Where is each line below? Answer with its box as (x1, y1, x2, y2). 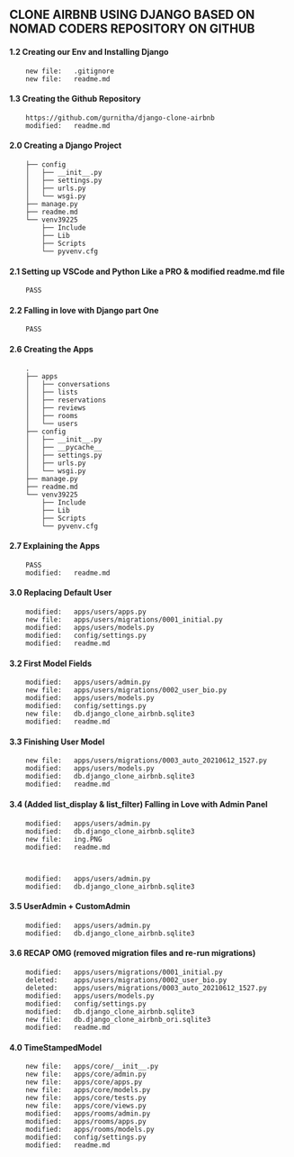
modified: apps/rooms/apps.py (25, 1117, 147, 1126)
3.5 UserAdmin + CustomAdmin (9, 901, 130, 912)
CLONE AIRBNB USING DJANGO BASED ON (9, 7, 255, 23)
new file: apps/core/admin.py (25, 1070, 147, 1080)
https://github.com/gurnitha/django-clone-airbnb (25, 113, 216, 123)
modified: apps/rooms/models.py (25, 1125, 155, 1134)
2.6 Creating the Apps (9, 344, 94, 354)
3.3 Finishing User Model (9, 736, 105, 747)
